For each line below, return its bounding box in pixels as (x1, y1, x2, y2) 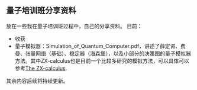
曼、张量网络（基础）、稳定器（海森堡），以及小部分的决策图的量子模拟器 (14, 50, 191, 57)
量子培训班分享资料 (6, 5, 76, 16)
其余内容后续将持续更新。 (6, 77, 69, 84)
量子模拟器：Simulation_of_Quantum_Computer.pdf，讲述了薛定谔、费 (14, 42, 186, 49)
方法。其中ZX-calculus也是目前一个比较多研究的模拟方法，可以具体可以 (14, 57, 189, 64)
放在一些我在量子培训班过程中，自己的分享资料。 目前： (6, 22, 143, 30)
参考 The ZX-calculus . (14, 65, 67, 72)
